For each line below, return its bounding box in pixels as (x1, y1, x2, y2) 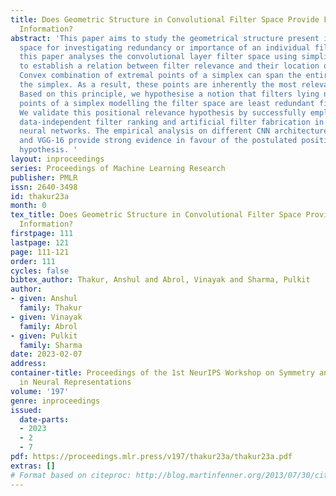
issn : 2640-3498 (10, 182, 78, 192)
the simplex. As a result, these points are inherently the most (19, 80, 298, 90)
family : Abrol (19, 321, 78, 331)
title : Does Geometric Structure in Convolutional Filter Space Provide (10, 14, 320, 25)
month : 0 (10, 201, 47, 211)
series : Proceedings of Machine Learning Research (10, 163, 226, 173)
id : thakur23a (10, 191, 70, 201)
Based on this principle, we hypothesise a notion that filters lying (19, 89, 320, 99)
